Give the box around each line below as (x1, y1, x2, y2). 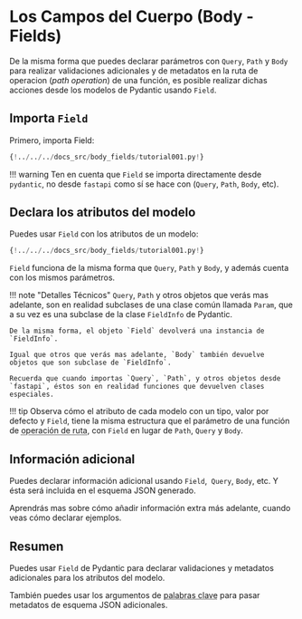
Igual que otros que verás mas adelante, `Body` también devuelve (9, 351, 265, 360)
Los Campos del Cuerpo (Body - (9, 6, 255, 27)
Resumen (9, 538, 64, 554)
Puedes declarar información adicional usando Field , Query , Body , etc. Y (9, 476, 278, 487)
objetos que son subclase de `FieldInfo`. (9, 358, 172, 368)
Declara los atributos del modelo (9, 205, 196, 220)
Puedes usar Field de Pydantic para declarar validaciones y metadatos (9, 562, 274, 573)
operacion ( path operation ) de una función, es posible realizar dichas (9, 74, 269, 85)
